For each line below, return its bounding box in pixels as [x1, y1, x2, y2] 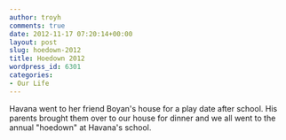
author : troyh [9, 12, 62, 22]
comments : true [9, 21, 66, 30]
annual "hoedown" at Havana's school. [9, 121, 152, 133]
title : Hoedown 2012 [9, 54, 86, 63]
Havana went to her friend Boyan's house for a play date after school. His [9, 103, 278, 113]
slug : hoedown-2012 [9, 46, 82, 55]
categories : [9, 71, 53, 80]
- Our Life [9, 79, 50, 88]
